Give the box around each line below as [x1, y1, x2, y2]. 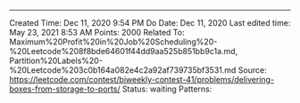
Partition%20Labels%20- [9, 55, 103, 66]
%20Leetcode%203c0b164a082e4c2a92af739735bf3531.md [9, 65, 237, 75]
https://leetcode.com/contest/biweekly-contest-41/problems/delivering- [9, 75, 275, 84]
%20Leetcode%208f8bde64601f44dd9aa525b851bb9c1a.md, [9, 46, 238, 56]
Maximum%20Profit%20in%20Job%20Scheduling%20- [9, 36, 218, 47]
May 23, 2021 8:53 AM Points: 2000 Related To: [9, 28, 185, 37]
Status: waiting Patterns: [121, 83, 212, 94]
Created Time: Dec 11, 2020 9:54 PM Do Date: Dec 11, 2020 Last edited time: [9, 18, 291, 28]
